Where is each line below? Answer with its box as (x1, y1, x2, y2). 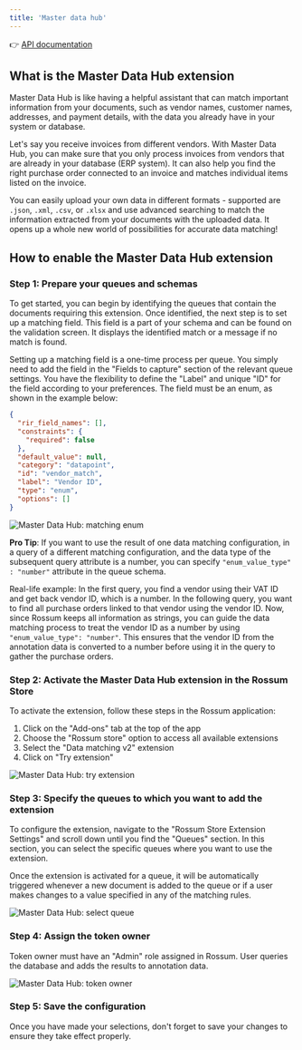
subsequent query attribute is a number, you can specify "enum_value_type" (9, 556, 292, 567)
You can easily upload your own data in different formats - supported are (9, 195, 281, 206)
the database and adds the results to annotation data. (9, 960, 209, 971)
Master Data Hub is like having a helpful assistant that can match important (9, 92, 289, 103)
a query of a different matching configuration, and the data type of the (9, 546, 271, 558)
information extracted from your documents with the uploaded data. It (9, 214, 269, 225)
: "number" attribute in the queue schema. (9, 566, 166, 577)
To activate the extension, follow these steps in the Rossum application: (9, 705, 276, 716)
